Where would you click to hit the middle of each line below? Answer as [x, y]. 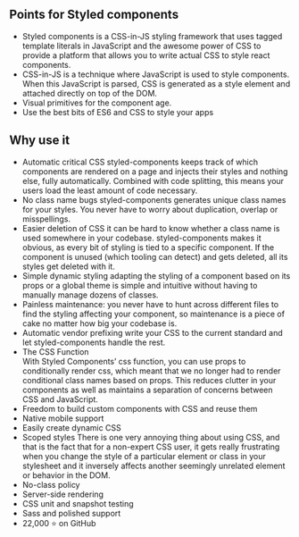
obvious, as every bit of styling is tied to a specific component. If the [148, 247]
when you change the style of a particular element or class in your [144, 456]
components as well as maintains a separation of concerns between [148, 390]
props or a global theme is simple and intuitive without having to [140, 285]
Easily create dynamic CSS [72, 427]
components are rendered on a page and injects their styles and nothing [155, 171]
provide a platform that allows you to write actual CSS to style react [146, 55]
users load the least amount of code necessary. [110, 190]
